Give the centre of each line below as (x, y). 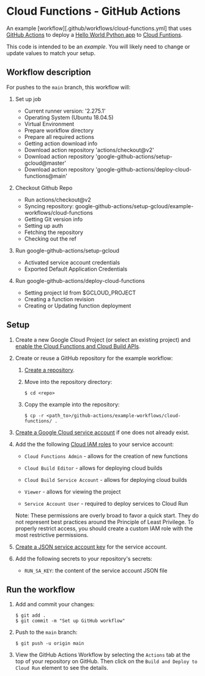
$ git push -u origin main (50, 644)
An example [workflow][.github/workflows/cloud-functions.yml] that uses (99, 28)
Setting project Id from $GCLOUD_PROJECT (80, 293)
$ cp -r (34, 415)
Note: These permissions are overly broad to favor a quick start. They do (107, 515)
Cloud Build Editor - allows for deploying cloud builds (93, 468)
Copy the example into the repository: (72, 404)
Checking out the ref (50, 238)
